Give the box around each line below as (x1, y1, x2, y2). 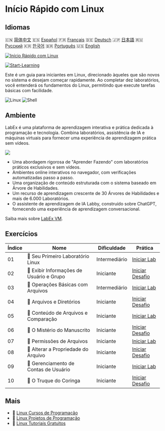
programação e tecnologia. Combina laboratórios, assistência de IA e (5, 130, 145, 135)
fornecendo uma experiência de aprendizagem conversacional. (12, 206, 141, 212)
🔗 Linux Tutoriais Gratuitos (12, 420, 66, 427)
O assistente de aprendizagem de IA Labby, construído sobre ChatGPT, (12, 200, 157, 206)
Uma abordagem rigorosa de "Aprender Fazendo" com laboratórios (12, 159, 148, 165)
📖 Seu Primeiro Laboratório (27, 253, 89, 260)
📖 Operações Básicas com (27, 281, 88, 288)
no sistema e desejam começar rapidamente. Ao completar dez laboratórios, (5, 77, 160, 83)
